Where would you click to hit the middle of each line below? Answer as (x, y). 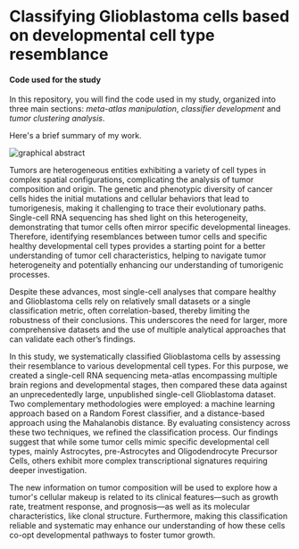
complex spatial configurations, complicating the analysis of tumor (132, 179)
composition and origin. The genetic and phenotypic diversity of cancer (141, 189)
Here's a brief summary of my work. (76, 136)
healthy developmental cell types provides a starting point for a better (137, 246)
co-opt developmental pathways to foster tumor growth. (112, 535)
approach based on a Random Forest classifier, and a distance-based (137, 413)
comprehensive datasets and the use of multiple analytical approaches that (148, 330)
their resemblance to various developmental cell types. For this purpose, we (149, 366)
